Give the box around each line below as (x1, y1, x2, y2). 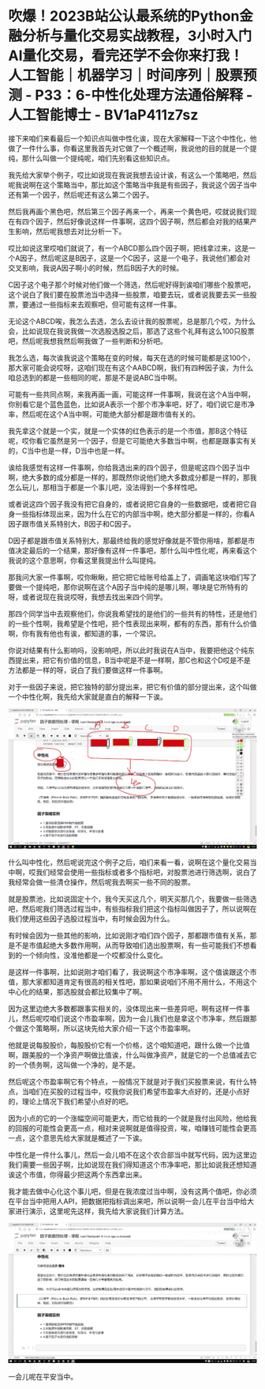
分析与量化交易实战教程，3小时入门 (22, 27, 252, 45)
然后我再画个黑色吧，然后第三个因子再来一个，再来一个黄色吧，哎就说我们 (8, 206, 250, 216)
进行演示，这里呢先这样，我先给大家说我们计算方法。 (14, 1206, 188, 1216)
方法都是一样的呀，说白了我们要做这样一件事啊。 (8, 665, 167, 674)
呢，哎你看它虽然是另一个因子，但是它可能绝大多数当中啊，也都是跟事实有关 (8, 436, 257, 445)
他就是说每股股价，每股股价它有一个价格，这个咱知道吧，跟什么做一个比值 (8, 1040, 250, 1050)
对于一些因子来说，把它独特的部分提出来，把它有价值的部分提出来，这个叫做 (8, 681, 257, 692)
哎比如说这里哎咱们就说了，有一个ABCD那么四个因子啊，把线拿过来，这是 (8, 243, 249, 253)
